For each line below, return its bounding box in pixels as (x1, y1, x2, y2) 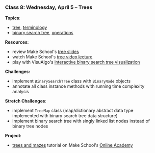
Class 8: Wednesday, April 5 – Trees (5, 4, 93, 11)
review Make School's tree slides (12, 49, 79, 55)
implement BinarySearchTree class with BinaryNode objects (12, 78, 131, 84)
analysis (12, 89, 29, 95)
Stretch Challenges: (5, 98, 47, 104)
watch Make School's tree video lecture (12, 54, 93, 60)
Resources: (5, 39, 29, 45)
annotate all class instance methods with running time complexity (12, 83, 145, 89)
